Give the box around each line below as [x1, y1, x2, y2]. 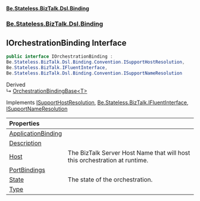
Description [9, 139, 42, 147]
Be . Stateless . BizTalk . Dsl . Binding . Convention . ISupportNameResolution [6, 70, 183, 76]
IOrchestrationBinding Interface [6, 37, 127, 48]
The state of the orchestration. [67, 175, 153, 184]
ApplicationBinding [9, 129, 62, 137]
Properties [9, 119, 40, 127]
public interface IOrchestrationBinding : [6, 54, 113, 59]
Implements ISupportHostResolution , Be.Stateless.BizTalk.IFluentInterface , [6, 99, 189, 106]
